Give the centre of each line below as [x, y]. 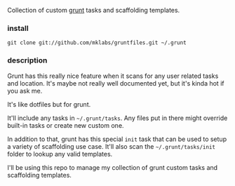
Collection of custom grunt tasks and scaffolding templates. [94, 10]
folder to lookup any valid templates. [60, 154]
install [18, 28]
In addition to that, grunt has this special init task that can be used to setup [117, 139]
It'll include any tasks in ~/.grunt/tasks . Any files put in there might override [117, 118]
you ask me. [25, 91]
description [27, 60]
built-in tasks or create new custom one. [66, 125]
